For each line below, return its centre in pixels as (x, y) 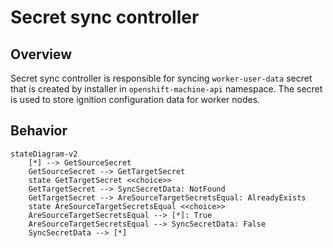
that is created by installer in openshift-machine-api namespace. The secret (166, 89)
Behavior (39, 131)
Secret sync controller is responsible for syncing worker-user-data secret (161, 78)
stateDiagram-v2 (44, 154)
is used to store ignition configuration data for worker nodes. (135, 99)
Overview (41, 54)
